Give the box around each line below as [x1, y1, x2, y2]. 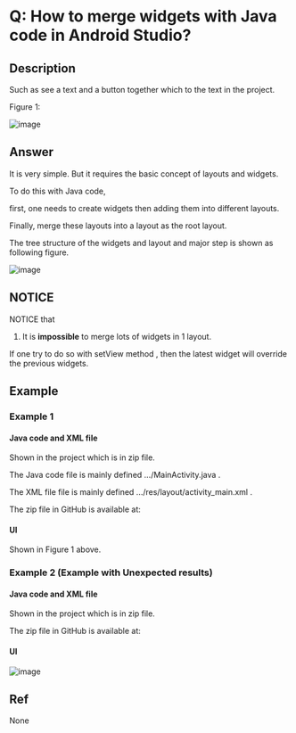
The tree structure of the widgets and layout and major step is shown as [9, 237, 274, 248]
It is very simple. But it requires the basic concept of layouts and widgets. [9, 168, 279, 179]
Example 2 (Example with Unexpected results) [9, 566, 213, 579]
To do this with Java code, [9, 185, 106, 196]
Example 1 [9, 410, 54, 423]
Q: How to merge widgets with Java [9, 6, 278, 27]
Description [9, 61, 76, 76]
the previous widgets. [9, 358, 89, 368]
